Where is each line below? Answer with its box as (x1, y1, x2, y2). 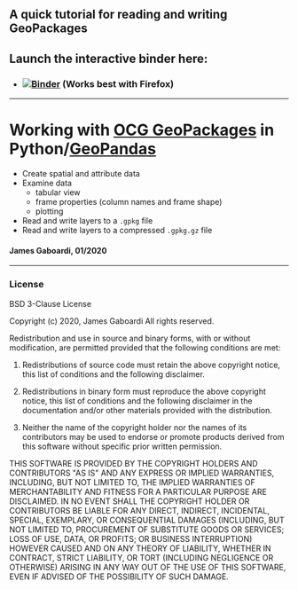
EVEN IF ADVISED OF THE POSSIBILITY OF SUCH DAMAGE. (9, 571, 229, 582)
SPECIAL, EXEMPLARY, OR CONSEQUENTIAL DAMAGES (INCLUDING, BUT (9, 514, 286, 525)
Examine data (21, 177, 73, 189)
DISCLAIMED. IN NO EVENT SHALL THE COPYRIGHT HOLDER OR (9, 496, 250, 507)
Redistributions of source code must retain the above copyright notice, (21, 359, 281, 370)
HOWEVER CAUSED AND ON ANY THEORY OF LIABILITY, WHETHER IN (9, 543, 272, 554)
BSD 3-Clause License (9, 298, 91, 309)
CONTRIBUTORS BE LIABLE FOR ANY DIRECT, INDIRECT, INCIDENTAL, (9, 505, 271, 515)
